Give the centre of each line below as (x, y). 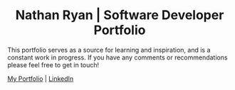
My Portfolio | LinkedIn (41, 79)
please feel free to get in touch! (53, 64)
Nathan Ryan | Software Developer (120, 15)
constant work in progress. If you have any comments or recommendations (117, 57)
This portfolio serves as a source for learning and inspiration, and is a (109, 50)
